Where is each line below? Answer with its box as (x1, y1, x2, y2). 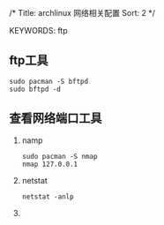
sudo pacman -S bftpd (9, 77, 89, 86)
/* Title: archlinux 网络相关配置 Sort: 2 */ (9, 8, 156, 18)
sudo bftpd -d (9, 85, 62, 94)
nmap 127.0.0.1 (21, 160, 78, 169)
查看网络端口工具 (9, 111, 102, 126)
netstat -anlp (21, 192, 74, 201)
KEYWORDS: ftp (9, 26, 68, 35)
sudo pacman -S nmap (21, 152, 98, 161)
